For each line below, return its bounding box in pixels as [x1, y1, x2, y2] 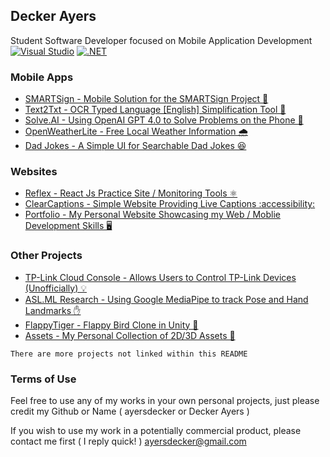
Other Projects [10, 249, 83, 263]
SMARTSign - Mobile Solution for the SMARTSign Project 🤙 [24, 93, 269, 105]
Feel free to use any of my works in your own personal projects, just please [10, 395, 320, 406]
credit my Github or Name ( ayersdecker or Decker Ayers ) [10, 405, 250, 417]
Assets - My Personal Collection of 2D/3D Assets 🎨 [24, 329, 236, 341]
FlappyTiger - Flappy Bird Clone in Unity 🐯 [24, 319, 199, 331]
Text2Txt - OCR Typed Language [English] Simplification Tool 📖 [24, 104, 287, 116]
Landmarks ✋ [24, 304, 82, 316]
